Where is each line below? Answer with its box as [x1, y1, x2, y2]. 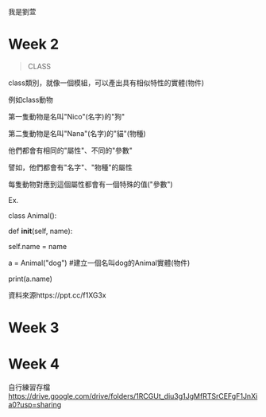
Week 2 [8, 35, 60, 53]
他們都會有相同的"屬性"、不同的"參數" [8, 146, 133, 155]
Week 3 [8, 319, 60, 337]
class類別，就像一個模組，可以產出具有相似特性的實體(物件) [8, 78, 205, 88]
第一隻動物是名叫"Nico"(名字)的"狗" [8, 111, 125, 121]
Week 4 [8, 355, 60, 373]
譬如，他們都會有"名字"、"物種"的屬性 [8, 162, 133, 172]
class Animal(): [8, 210, 57, 220]
